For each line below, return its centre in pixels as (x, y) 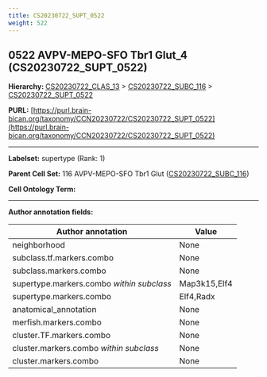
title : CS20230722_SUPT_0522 (56, 15)
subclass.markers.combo (59, 271)
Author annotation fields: (51, 212)
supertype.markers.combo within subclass (92, 284)
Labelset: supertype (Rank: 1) (57, 159)
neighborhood (39, 245)
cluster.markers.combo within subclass (85, 348)
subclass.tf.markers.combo (63, 258)
